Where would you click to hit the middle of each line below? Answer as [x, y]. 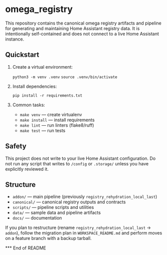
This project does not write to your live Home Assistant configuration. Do [80, 158]
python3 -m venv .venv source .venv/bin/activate [65, 77]
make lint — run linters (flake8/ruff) [57, 125]
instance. [15, 39]
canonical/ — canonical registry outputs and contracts [69, 202]
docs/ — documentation [37, 218]
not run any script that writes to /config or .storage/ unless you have [77, 163]
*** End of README [26, 248]
